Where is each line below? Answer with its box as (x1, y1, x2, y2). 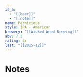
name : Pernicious (5, 20, 40, 26)
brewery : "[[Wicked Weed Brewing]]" (5, 29, 79, 34)
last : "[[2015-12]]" (5, 43, 47, 48)
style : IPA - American (5, 25, 51, 30)
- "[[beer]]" (9, 12, 36, 16)
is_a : (5, 7, 16, 12)
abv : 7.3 (5, 34, 23, 39)
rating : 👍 (5, 38, 27, 43)
